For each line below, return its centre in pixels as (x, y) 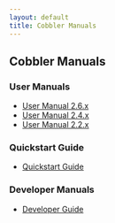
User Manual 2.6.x (55, 106)
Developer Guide (53, 209)
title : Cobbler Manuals (53, 26)
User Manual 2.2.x (56, 125)
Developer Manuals (52, 189)
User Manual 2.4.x (56, 115)
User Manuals (40, 87)
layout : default (39, 17)
